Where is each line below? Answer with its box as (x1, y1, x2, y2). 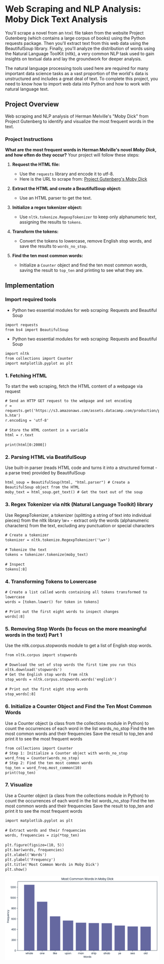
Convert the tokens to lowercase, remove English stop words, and (19, 238, 152, 244)
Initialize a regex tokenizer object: (12, 205, 82, 210)
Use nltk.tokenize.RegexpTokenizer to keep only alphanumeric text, (19, 214, 157, 220)
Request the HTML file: (12, 162, 60, 167)
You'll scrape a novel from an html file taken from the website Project (5, 30, 144, 36)
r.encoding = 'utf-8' (5, 418, 49, 423)
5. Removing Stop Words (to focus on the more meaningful (5, 625, 147, 632)
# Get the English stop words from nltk (5, 672, 89, 677)
